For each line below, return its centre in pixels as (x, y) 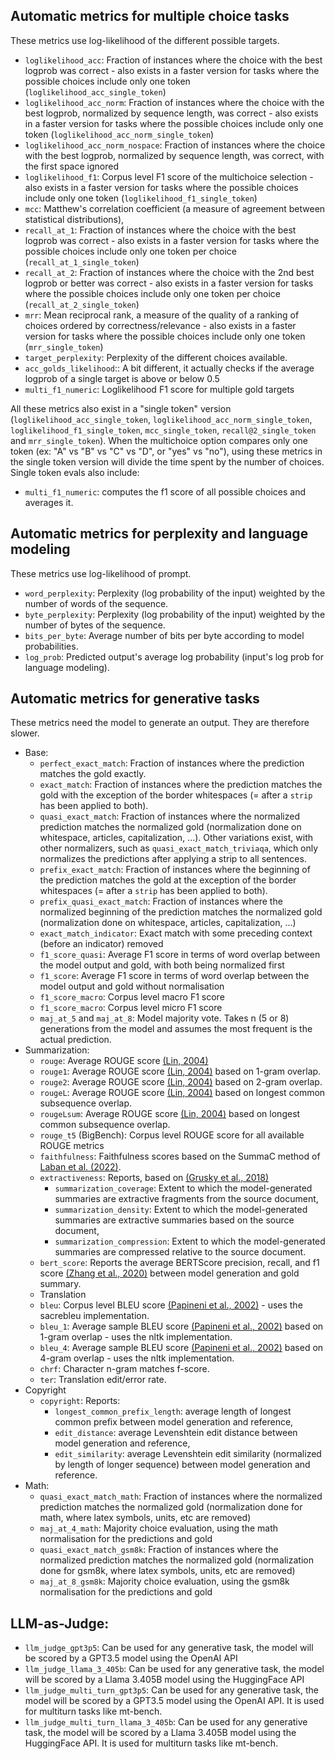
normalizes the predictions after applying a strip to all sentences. (173, 859)
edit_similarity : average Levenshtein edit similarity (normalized (188, 1454)
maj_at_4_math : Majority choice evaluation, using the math (159, 1528)
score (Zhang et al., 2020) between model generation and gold (169, 1273)
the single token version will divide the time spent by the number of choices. (167, 461)
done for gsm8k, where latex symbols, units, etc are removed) (167, 1571)
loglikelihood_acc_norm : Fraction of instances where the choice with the (174, 102)
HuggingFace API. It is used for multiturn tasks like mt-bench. (151, 1743)
